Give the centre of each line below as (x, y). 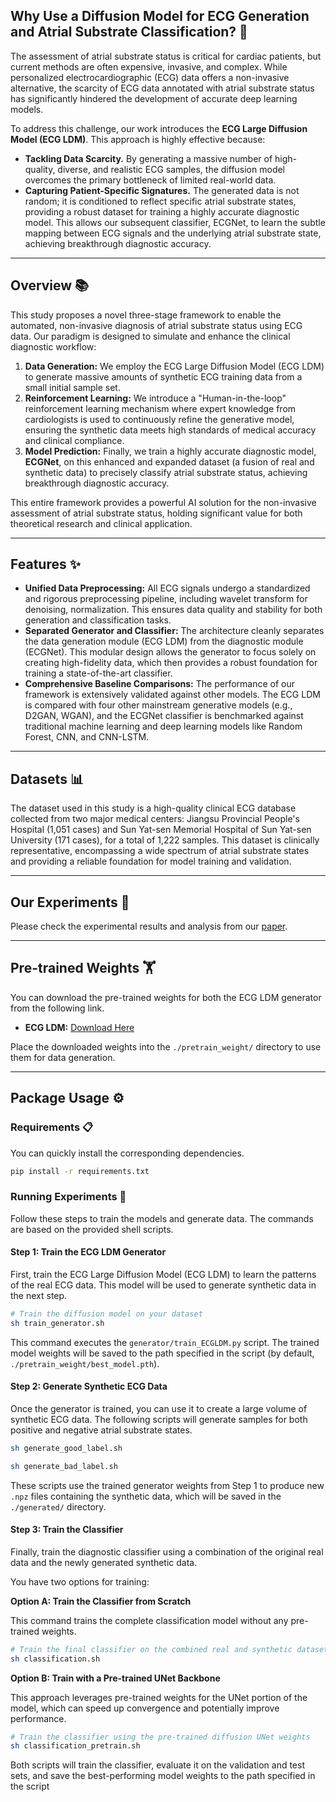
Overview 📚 (50, 285)
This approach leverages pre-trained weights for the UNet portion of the (159, 1697)
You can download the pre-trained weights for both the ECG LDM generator (166, 997)
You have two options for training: (80, 1581)
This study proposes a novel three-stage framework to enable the (146, 315)
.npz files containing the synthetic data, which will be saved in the (146, 1496)
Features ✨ (45, 564)
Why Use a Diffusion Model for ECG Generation (160, 16)
